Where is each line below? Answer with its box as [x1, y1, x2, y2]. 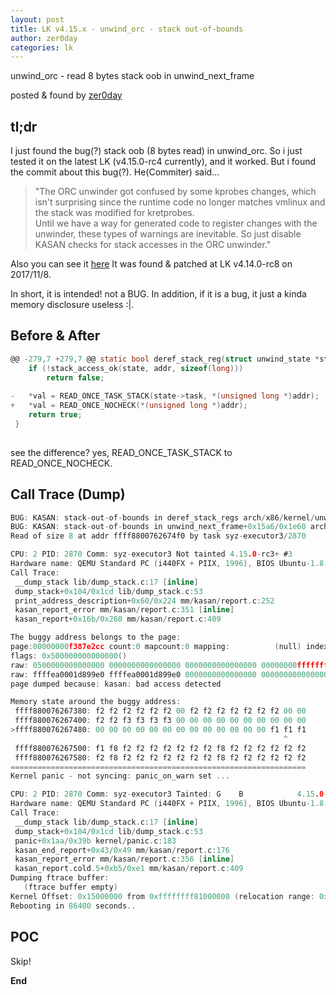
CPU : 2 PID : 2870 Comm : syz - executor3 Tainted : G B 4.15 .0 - [10, 789, 329, 800]
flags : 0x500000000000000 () [10, 651, 128, 661]
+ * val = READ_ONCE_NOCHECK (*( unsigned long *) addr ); [10, 401, 248, 411]
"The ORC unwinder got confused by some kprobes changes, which [34, 186, 317, 198]
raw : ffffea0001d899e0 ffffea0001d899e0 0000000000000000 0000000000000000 [10, 669, 333, 680]
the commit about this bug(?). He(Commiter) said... [10, 166, 220, 178]
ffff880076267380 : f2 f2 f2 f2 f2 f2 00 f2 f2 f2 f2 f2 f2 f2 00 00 [14, 706, 307, 716]
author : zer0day [10, 33, 78, 43]
